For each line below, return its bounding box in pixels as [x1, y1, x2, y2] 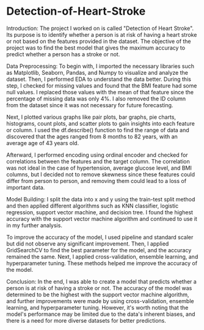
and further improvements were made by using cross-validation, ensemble [6, 297, 194, 304]
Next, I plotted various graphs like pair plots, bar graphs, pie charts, [6, 113, 176, 121]
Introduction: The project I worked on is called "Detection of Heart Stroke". [6, 24, 194, 32]
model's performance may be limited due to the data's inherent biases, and [6, 310, 195, 318]
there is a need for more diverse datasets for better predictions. [6, 317, 166, 324]
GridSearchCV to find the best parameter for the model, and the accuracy [6, 246, 192, 253]
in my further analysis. [6, 222, 63, 229]
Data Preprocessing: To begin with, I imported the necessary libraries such [6, 62, 194, 70]
